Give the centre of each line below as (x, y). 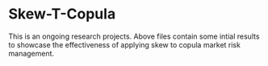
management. (31, 53)
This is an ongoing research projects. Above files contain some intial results (134, 36)
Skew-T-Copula (62, 14)
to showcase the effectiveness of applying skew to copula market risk (124, 44)
